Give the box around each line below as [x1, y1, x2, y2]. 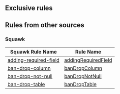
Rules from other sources [5, 21, 85, 29]
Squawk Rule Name [10, 48, 57, 55]
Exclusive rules [5, 4, 53, 12]
